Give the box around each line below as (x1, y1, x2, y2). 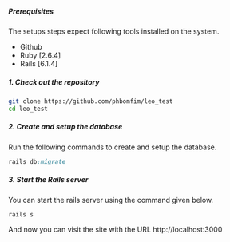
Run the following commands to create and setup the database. (8, 142, 217, 152)
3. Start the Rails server (8, 175, 89, 184)
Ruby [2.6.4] (19, 50, 61, 60)
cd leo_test (8, 105, 48, 113)
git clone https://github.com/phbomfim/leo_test (8, 97, 173, 105)
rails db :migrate (8, 157, 66, 165)
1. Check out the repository (8, 77, 100, 87)
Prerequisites (8, 6, 54, 16)
